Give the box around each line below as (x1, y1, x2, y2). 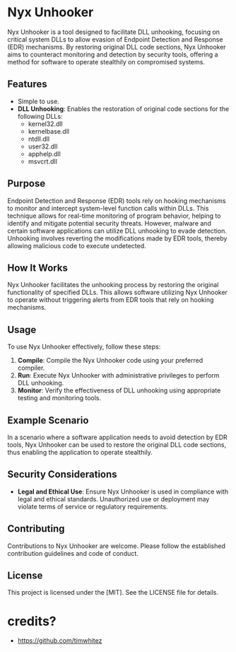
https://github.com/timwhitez (17, 636, 102, 645)
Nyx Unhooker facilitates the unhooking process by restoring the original (7, 281, 219, 289)
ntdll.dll (28, 134, 50, 143)
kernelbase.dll (28, 127, 69, 135)
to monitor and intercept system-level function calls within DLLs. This (7, 204, 209, 212)
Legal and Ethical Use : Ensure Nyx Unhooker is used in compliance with (17, 487, 228, 496)
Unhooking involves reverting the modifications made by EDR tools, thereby (7, 234, 228, 243)
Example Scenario (7, 414, 89, 426)
